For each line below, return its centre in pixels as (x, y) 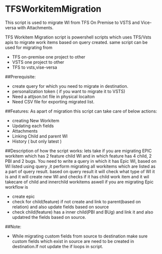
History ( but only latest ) (37, 141)
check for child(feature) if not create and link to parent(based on (76, 201)
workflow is (16, 187)
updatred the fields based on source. (49, 217)
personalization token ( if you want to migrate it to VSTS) (69, 91)
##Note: (13, 226)
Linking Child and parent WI (40, 136)
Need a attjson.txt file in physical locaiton (53, 97)
